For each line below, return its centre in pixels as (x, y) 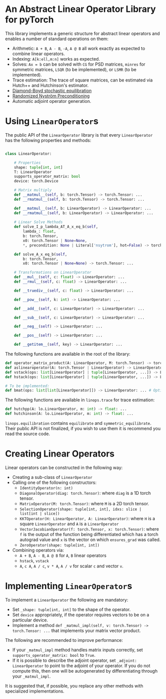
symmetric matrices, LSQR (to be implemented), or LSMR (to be (74, 69)
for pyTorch (30, 20)
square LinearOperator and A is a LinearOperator (69, 524)
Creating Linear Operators (60, 454)
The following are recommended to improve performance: (64, 640)
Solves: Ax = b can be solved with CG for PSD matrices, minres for (79, 64)
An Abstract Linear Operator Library (81, 9)
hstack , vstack (34, 560)
